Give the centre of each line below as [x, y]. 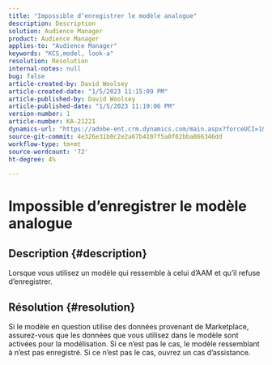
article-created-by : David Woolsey [68, 84]
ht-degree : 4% [32, 159]
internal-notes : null [45, 69]
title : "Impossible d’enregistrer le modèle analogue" [103, 16]
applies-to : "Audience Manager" [63, 46]
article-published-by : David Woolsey [72, 99]
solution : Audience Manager [56, 31]
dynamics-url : [32, 129]
